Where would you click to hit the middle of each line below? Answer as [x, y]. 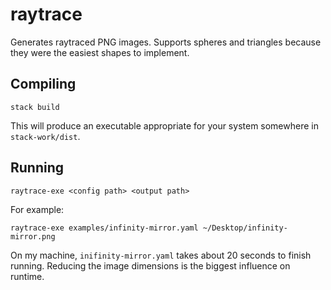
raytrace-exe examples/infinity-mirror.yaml [104, 228]
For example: [37, 209]
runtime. [27, 276]
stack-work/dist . [45, 136]
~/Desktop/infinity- [245, 228]
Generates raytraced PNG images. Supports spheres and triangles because [166, 42]
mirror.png [33, 236]
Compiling [43, 84]
